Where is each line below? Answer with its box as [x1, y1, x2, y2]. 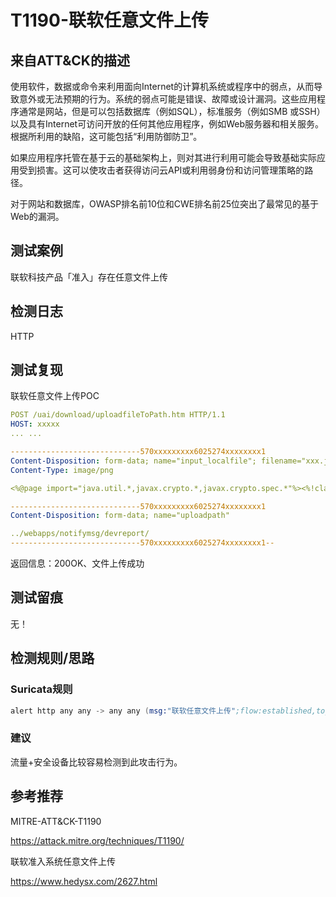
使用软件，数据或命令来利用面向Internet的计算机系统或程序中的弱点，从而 [10, 81, 315, 92]
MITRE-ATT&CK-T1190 [10, 815, 102, 827]
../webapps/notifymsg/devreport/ [10, 529, 150, 539]
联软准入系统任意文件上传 [10, 855, 116, 867]
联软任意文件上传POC [10, 390, 100, 402]
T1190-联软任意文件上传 [10, 9, 209, 32]
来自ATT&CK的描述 [10, 52, 130, 69]
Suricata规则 [10, 682, 73, 696]
